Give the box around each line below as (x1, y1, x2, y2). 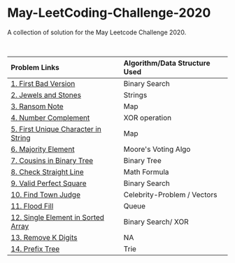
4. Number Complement (10, 113, 90, 122)
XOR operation (123, 113, 172, 122)
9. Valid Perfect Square (10, 178, 87, 188)
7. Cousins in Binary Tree (10, 155, 94, 165)
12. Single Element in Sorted (10, 212, 105, 222)
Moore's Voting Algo (123, 144, 191, 154)
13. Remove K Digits (10, 232, 78, 242)
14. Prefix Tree (10, 243, 60, 253)
